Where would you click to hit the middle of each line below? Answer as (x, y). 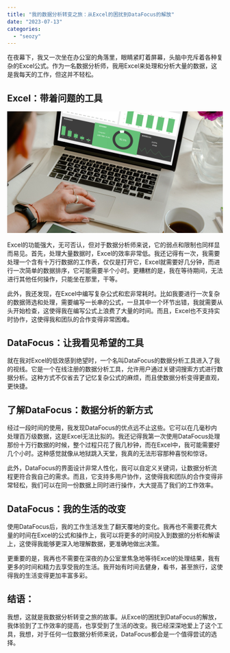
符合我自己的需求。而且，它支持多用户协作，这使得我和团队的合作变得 (118, 477)
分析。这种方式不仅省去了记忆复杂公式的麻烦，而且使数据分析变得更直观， (118, 378)
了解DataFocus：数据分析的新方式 (80, 410)
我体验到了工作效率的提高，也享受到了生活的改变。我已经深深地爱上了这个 (112, 625)
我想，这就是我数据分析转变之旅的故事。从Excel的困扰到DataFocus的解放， (114, 617)
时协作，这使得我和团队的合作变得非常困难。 (70, 319)
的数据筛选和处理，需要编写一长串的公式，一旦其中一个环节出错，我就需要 (112, 302)
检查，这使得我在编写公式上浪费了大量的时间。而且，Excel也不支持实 (123, 310)
